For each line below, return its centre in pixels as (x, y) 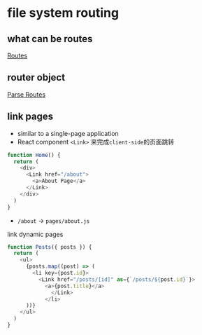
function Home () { (34, 155)
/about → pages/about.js (53, 220)
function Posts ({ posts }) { (50, 247)
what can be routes (50, 39)
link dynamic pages (35, 234)
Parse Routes (27, 94)
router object (36, 77)
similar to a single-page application (68, 133)
